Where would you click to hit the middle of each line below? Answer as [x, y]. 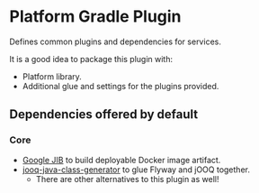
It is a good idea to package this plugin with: [91, 59]
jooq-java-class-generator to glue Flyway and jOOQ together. [136, 170]
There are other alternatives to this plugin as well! [127, 179]
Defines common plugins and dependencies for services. [116, 41]
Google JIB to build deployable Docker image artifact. [121, 160]
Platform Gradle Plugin [95, 17]
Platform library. [52, 76]
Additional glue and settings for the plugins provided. [121, 86]
